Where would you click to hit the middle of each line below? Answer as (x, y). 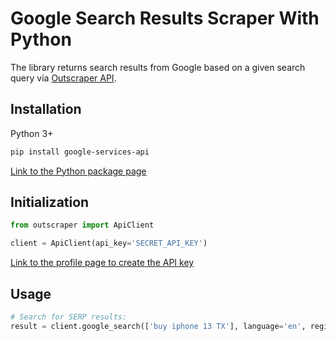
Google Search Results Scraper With (165, 18)
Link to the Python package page (78, 171)
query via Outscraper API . (63, 78)
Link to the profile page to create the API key (102, 263)
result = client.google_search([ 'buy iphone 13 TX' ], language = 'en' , (158, 326)
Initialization (50, 202)
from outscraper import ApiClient (82, 225)
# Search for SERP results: (69, 317)
